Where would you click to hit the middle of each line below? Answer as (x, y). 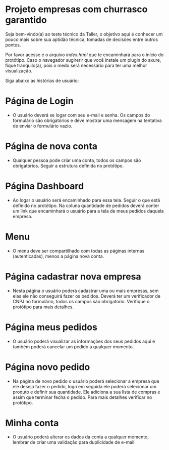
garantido (26, 20)
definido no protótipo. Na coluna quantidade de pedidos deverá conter (86, 206)
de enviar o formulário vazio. (42, 126)
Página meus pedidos (51, 327)
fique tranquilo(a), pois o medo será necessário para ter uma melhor (76, 65)
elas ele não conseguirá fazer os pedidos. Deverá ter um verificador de (86, 296)
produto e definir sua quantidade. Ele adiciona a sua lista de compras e (86, 392)
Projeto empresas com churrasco (76, 9)
